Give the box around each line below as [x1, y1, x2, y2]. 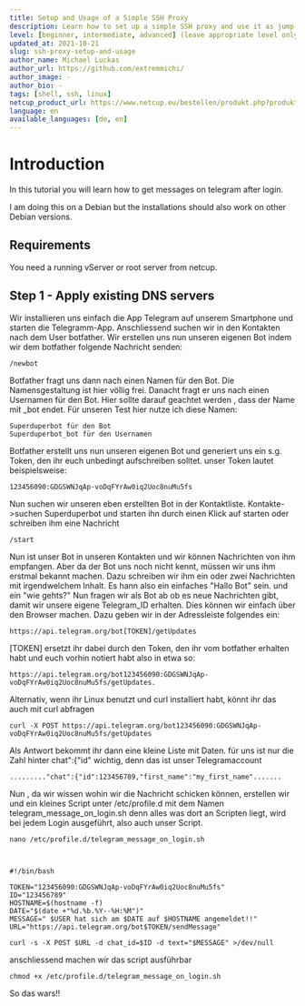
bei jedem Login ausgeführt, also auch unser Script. [9, 817, 203, 828]
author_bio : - [9, 81, 64, 90]
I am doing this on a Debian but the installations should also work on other [9, 202, 286, 213]
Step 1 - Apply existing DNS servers [9, 288, 215, 304]
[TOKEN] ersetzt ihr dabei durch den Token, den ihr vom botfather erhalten [9, 642, 290, 653]
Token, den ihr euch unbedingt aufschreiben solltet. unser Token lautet [9, 455, 274, 466]
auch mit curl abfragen [9, 703, 95, 714]
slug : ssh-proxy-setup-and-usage [9, 47, 136, 56]
